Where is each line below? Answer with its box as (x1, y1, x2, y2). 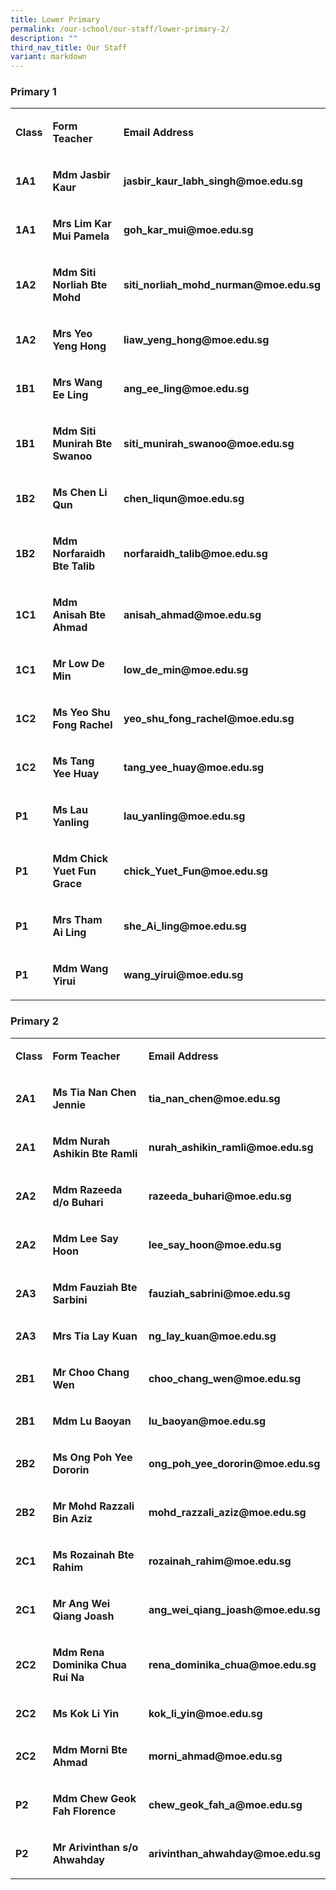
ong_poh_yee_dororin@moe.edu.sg (148, 1456, 321, 1470)
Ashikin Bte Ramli (52, 1146, 138, 1160)
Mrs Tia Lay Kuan (52, 1329, 138, 1343)
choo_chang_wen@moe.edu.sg (148, 1371, 302, 1385)
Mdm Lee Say (52, 1231, 119, 1245)
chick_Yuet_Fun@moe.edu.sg (123, 864, 268, 878)
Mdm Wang (52, 962, 109, 976)
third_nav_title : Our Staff (10, 42, 128, 53)
